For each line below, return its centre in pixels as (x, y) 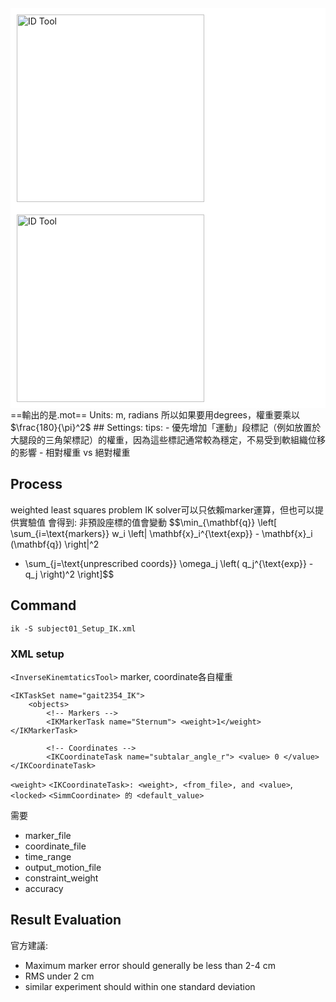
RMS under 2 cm (59, 976)
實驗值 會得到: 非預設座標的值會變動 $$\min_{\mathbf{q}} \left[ (148, 522)
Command (43, 605)
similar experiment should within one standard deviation (140, 986)
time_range (48, 856)
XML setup (37, 654)
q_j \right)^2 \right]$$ (69, 574)
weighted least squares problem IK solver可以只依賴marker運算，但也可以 (162, 509)
